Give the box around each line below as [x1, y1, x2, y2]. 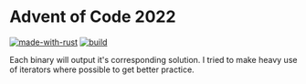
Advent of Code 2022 [9, 6, 176, 27]
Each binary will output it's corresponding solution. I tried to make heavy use [9, 54, 298, 65]
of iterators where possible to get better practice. [9, 64, 195, 75]
